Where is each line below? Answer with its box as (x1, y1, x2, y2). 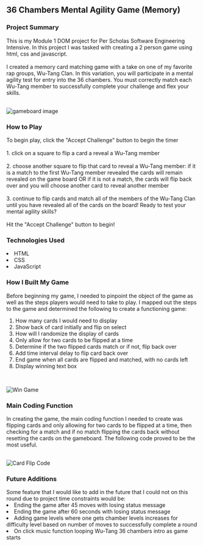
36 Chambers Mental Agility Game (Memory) (6, 5, 181, 15)
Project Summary (6, 23, 59, 32)
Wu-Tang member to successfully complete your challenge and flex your (6, 82, 189, 90)
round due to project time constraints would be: (6, 495, 126, 503)
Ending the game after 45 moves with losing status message (14, 501, 166, 509)
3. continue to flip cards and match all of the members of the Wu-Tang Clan (6, 195, 196, 202)
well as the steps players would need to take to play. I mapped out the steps (6, 299, 197, 306)
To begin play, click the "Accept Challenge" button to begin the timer (6, 136, 179, 144)
